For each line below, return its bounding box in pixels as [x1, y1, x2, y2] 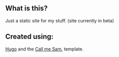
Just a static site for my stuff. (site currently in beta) [5, 17, 114, 23]
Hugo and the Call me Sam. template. [5, 46, 84, 52]
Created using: [5, 33, 54, 41]
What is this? [5, 4, 48, 13]
